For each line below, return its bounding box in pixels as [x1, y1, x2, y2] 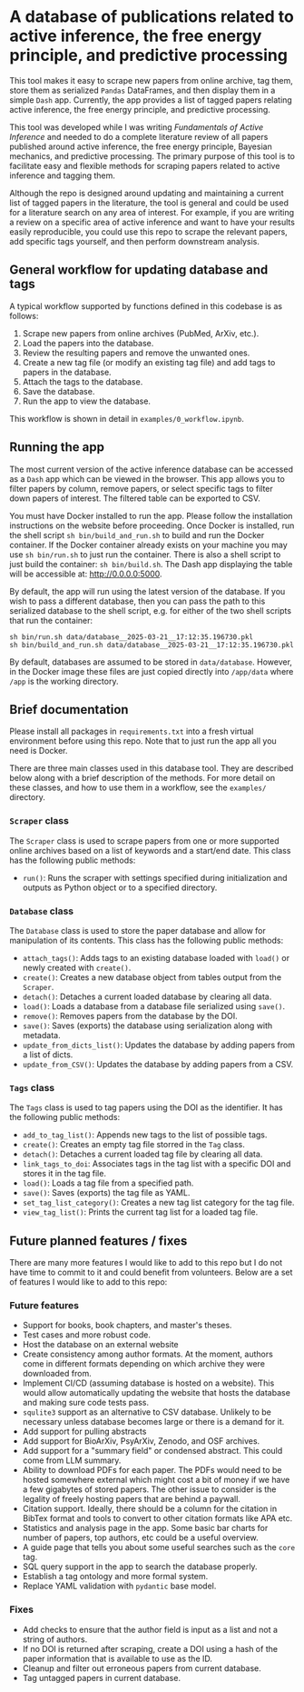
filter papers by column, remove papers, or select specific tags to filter [9, 483, 274, 494]
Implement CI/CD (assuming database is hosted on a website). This [22, 1377, 275, 1388]
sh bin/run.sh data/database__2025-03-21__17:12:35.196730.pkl [9, 632, 254, 642]
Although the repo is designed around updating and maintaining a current [9, 187, 284, 198]
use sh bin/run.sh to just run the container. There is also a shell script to [9, 548, 281, 560]
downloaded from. [22, 1368, 93, 1379]
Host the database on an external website [22, 1339, 179, 1350]
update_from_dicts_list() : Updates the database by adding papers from [22, 1039, 295, 1050]
